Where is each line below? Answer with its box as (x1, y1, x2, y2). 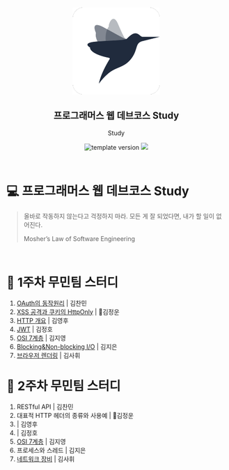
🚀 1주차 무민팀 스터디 (6, 274, 119, 290)
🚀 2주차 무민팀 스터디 (6, 378, 121, 393)
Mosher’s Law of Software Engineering (23, 234, 135, 243)
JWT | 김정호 (16, 324, 53, 334)
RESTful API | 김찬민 (16, 402, 74, 411)
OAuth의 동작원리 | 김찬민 (16, 299, 88, 307)
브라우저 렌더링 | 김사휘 (16, 351, 81, 359)
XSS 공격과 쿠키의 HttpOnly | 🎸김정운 (16, 307, 120, 316)
